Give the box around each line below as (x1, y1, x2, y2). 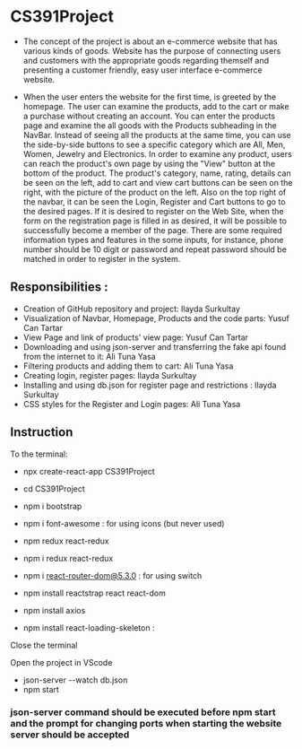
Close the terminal (10, 640, 78, 650)
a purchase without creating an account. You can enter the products (22, 110, 276, 121)
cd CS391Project (22, 483, 86, 494)
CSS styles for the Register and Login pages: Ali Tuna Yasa (22, 398, 241, 409)
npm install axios (22, 605, 86, 615)
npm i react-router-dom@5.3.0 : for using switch (22, 570, 203, 580)
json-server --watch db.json (22, 675, 128, 685)
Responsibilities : (10, 280, 108, 295)
